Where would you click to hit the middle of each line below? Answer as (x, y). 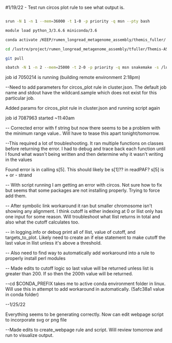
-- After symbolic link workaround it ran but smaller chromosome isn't (79, 206)
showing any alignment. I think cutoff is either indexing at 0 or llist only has (84, 211)
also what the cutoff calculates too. (42, 222)
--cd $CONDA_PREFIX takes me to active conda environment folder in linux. (85, 284)
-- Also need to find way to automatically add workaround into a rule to (80, 253)
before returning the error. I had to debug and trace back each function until (85, 149)
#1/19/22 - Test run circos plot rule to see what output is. (65, 7)
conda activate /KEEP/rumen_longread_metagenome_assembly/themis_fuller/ (86, 40)
